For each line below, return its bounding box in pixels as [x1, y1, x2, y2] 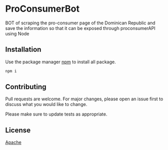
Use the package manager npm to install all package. [5, 59, 116, 65]
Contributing [5, 83, 47, 91]
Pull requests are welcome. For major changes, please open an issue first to [5, 96, 163, 102]
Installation [5, 45, 41, 54]
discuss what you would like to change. [5, 101, 88, 107]
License [5, 126, 31, 134]
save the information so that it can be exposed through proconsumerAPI [5, 25, 156, 31]
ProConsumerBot [5, 3, 80, 15]
